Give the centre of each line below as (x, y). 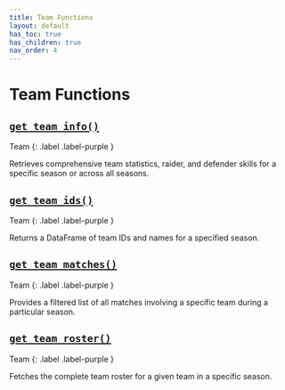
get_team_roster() (60, 339)
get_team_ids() (51, 200)
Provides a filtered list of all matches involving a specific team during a (139, 302)
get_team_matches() (63, 265)
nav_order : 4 (33, 51)
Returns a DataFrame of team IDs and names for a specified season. (134, 238)
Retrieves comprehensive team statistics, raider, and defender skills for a (143, 164)
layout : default (39, 26)
